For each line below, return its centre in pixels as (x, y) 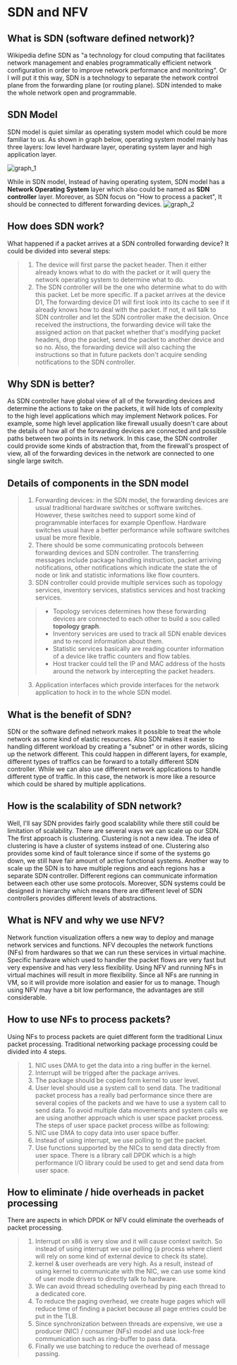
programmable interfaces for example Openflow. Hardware (121, 523)
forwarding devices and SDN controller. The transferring (117, 553)
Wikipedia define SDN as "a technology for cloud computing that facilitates (116, 55)
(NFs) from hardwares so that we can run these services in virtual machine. (117, 952)
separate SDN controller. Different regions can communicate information (113, 875)
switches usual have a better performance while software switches (132, 530)
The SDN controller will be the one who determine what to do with (131, 287)
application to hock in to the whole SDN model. (103, 693)
